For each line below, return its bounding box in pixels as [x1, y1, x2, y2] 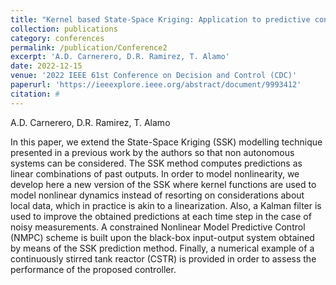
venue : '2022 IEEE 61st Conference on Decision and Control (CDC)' [10, 71, 298, 81]
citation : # [10, 89, 60, 99]
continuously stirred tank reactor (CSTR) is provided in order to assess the [10, 252, 317, 265]
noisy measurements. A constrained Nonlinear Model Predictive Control [10, 221, 306, 233]
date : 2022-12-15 [10, 61, 83, 71]
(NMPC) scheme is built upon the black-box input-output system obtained [10, 231, 315, 243]
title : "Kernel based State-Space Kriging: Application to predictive [10, 14, 311, 25]
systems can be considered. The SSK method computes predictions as [10, 157, 303, 169]
